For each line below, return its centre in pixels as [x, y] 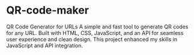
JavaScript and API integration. [44, 46]
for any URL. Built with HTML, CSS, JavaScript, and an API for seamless [95, 33]
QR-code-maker [47, 10]
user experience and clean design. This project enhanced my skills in [92, 39]
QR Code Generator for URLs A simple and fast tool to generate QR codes [97, 27]
